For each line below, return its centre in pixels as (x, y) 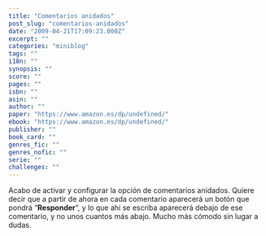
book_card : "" (33, 137)
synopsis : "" (31, 69)
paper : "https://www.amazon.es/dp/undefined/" (89, 115)
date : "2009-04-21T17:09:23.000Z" (67, 31)
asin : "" (23, 99)
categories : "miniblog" (49, 46)
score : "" (25, 76)
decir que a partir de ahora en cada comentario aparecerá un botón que (129, 199)
